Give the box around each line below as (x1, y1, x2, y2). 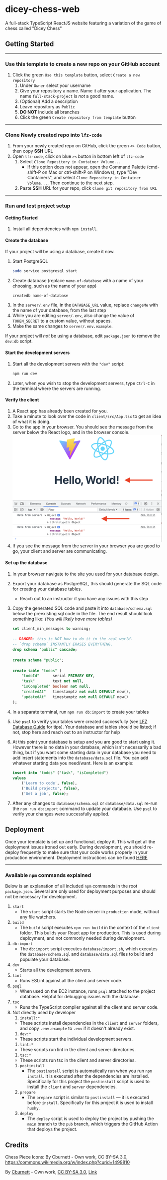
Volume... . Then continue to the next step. (27, 180, 114, 186)
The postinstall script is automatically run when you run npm (27, 1068, 153, 1074)
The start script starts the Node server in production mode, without (19, 909, 160, 915)
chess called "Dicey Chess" (5, 25, 62, 31)
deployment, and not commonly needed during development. (19, 935, 146, 941)
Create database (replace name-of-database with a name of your (12, 277, 144, 283)
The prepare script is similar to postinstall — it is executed (27, 1095, 149, 1101)
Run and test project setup (5, 202, 71, 209)
